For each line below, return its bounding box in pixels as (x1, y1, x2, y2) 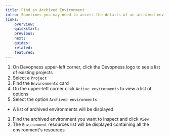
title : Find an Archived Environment (5, 7, 85, 13)
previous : (14, 31, 35, 36)
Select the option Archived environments (12, 96, 97, 102)
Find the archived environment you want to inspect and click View (12, 116, 149, 122)
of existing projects (12, 69, 53, 75)
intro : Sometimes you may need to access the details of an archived (5, 12, 155, 17)
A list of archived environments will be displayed (12, 106, 114, 112)
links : (5, 17, 19, 22)
